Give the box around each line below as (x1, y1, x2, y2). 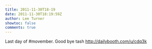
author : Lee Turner (5, 16, 45, 21)
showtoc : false (5, 20, 36, 26)
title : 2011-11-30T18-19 (5, 7, 56, 12)
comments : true (5, 25, 36, 30)
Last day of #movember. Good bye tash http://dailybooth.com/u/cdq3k (5, 38, 147, 44)
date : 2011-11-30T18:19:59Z (5, 12, 62, 16)
